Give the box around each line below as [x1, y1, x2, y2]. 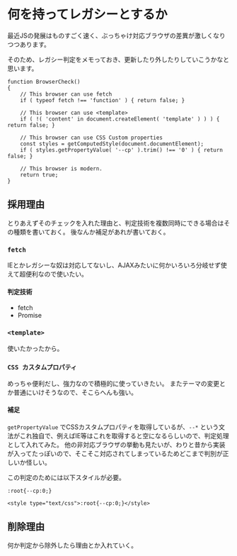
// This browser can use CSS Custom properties [20, 134, 163, 141]
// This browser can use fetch [20, 90, 112, 98]
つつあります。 [7, 40, 51, 48]
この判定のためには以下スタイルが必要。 [7, 473, 125, 482]
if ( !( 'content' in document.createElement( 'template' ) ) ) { [20, 115, 220, 123]
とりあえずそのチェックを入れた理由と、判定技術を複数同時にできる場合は [7, 218, 224, 227]
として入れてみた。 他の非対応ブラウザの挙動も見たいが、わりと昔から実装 [7, 440, 226, 449]
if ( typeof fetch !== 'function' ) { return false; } [20, 96, 185, 104]
